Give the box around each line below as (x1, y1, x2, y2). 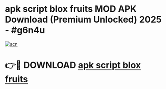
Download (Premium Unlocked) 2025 (5, 14, 162, 25)
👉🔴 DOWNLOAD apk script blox (5, 60, 141, 71)
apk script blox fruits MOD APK (5, 3, 137, 15)
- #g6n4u (5, 25, 45, 36)
